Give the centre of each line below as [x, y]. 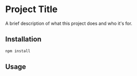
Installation [23, 39]
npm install [18, 51]
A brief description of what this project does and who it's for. [69, 23]
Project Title [31, 9]
